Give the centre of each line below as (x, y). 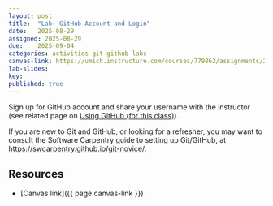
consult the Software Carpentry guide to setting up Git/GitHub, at (117, 139)
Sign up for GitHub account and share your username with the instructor (129, 107)
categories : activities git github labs (78, 54)
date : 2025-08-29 (41, 31)
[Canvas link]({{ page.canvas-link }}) (82, 193)
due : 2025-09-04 (41, 46)
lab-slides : (28, 69)
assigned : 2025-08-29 (45, 39)
